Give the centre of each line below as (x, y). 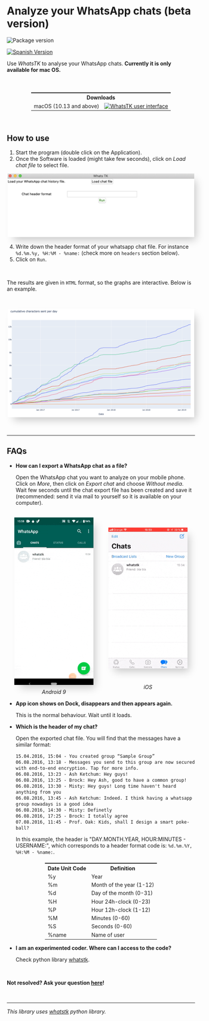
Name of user (108, 935)
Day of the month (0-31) (122, 893)
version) (28, 24)
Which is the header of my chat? (56, 727)
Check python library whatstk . (53, 960)
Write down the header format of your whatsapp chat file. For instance (102, 246)
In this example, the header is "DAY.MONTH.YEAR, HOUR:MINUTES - (101, 839)
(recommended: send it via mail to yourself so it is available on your (98, 496)
